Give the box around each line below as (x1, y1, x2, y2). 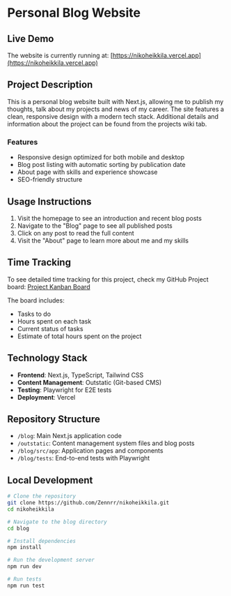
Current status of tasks (17, 324, 83, 333)
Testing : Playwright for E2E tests (17, 386, 112, 394)
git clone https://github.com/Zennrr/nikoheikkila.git (7, 500, 170, 507)
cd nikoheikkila (7, 505, 54, 513)
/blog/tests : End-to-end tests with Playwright (17, 454, 150, 463)
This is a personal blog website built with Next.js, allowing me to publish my (7, 97, 224, 106)
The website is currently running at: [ (7, 51, 113, 59)
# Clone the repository (7, 493, 77, 500)
